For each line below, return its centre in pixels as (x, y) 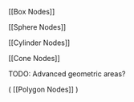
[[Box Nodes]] (32, 12)
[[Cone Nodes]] (34, 58)
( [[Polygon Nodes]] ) (43, 89)
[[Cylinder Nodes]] (39, 43)
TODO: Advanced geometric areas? (67, 74)
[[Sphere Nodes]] (37, 27)
